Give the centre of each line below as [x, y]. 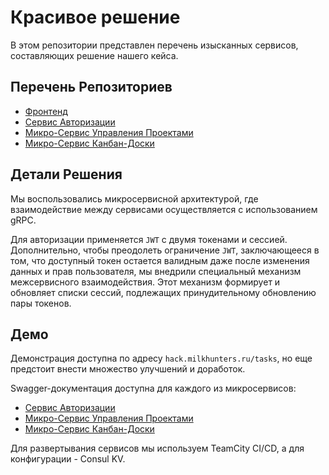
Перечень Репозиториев [91, 87]
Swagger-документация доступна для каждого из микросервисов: [153, 388]
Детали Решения [66, 174]
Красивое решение [95, 17]
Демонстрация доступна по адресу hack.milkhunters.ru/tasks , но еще [161, 358]
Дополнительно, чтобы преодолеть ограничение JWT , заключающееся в [165, 250]
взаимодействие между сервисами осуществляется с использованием [164, 209]
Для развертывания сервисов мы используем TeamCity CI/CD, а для [157, 448]
